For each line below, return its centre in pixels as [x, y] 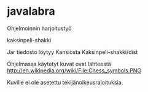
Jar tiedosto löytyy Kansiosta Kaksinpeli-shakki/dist [72, 52]
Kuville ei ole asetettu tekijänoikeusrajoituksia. [65, 82]
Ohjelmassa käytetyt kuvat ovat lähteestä [59, 64]
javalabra [31, 11]
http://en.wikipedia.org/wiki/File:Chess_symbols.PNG [74, 70]
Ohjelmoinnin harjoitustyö [40, 28]
